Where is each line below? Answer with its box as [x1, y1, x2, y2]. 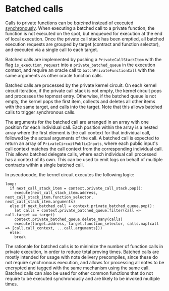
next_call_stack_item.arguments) [5, 199, 76, 204]
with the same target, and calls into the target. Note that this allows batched [5, 104, 162, 110]
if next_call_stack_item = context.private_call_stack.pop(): [10, 185, 143, 191]
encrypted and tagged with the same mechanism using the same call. [5, 265, 150, 271]
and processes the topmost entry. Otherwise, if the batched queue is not [5, 93, 156, 99]
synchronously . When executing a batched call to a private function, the [5, 25, 155, 31]
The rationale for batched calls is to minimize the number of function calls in [5, 243, 163, 249]
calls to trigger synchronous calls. [5, 109, 76, 115]
